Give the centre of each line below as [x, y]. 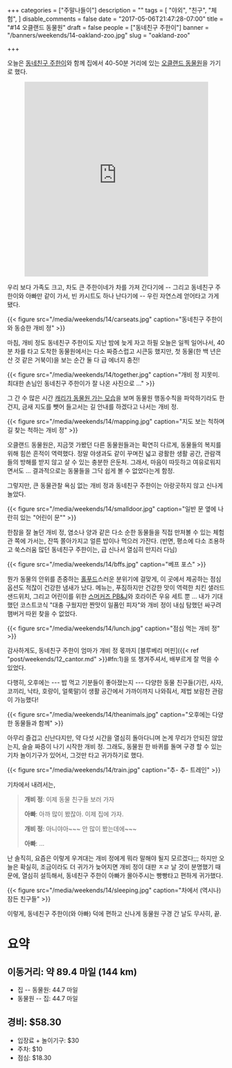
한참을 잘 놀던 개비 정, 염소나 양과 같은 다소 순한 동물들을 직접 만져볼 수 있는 [109, 532]
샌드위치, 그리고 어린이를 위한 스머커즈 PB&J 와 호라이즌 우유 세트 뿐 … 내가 [109, 596]
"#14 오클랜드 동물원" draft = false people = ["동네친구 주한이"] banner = [108, 27]
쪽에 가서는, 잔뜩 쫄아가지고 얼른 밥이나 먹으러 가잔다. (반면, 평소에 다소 [110, 541]
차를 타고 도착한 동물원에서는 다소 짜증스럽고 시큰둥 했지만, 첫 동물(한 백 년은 [118, 351]
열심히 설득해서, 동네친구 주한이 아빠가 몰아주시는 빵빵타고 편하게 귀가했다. [123, 875]
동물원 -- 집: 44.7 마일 [47, 998]
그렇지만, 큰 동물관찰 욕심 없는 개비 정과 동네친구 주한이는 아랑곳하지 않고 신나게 [115, 486]
